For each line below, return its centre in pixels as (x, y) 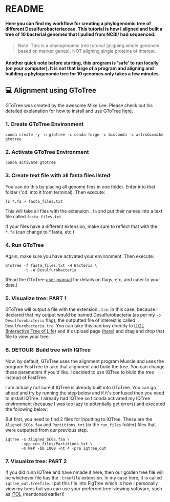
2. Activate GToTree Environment (47, 152)
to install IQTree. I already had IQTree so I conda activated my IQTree (78, 398)
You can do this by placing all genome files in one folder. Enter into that (80, 186)
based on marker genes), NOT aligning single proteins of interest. (87, 51)
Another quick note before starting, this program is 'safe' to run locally (82, 62)
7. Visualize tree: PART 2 (36, 461)
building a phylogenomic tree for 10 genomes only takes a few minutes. (83, 74)
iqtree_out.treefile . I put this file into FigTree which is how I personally (82, 483)
